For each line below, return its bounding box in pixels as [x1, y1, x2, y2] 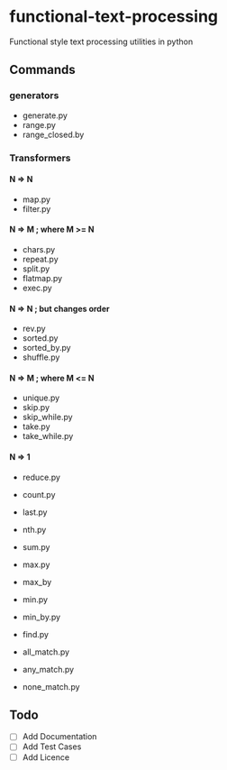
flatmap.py [22, 272, 63, 283]
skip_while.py [22, 412, 74, 423]
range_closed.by [22, 129, 85, 140]
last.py [22, 507, 48, 518]
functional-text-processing [9, 6, 219, 27]
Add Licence [22, 751, 70, 763]
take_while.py [22, 431, 74, 442]
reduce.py [22, 472, 61, 482]
